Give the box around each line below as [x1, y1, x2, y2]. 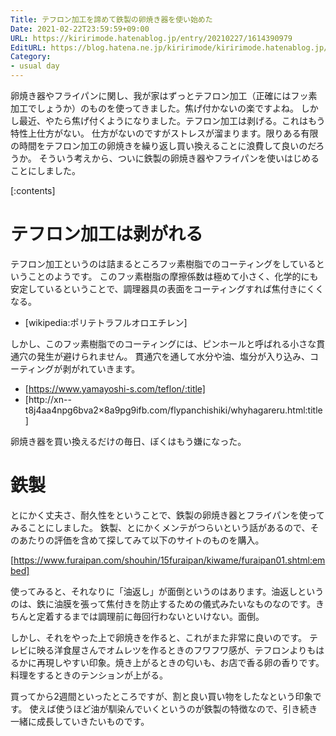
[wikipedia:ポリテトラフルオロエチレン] [24, 316, 188, 328]
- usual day [10, 61, 60, 71]
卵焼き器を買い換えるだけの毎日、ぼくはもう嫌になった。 [10, 435, 247, 447]
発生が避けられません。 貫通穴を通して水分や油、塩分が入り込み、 [36, 350, 311, 362]
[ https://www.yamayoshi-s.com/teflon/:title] [24, 382, 206, 395]
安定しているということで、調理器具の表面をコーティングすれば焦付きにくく [10, 282, 325, 295]
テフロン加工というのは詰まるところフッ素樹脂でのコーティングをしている [10, 257, 317, 270]
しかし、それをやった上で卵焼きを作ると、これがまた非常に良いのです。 [10, 631, 308, 643]
